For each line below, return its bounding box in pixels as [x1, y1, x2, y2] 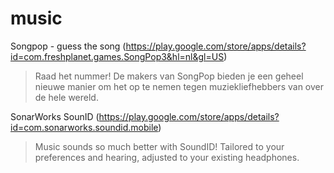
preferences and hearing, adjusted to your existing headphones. [34, 151, 300, 163]
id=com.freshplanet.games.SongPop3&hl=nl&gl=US [10, 50, 225, 62]
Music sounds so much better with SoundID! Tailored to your [34, 140, 285, 152]
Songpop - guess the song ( [10, 40, 127, 52]
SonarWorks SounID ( [10, 110, 100, 122]
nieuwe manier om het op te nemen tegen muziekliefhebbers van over [34, 80, 324, 92]
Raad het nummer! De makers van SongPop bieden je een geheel [34, 70, 304, 82]
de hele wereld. [34, 91, 99, 103]
